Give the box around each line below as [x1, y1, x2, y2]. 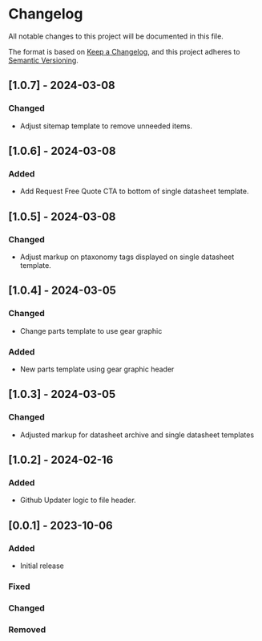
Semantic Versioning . [8, 55, 79, 65]
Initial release [19, 561, 64, 570]
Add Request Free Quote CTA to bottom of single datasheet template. [19, 186, 249, 197]
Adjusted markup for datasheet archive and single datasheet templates [19, 430, 255, 440]
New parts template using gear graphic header [19, 364, 175, 374]
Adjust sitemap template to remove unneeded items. [19, 121, 192, 131]
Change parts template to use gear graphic [19, 326, 163, 335]
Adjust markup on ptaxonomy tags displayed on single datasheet [19, 252, 235, 262]
